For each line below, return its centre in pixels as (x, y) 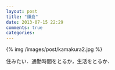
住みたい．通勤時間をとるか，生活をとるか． (59, 61)
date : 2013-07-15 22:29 (35, 22)
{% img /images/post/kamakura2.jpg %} (54, 49)
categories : (20, 33)
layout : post (22, 11)
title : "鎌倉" (22, 17)
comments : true (24, 27)
